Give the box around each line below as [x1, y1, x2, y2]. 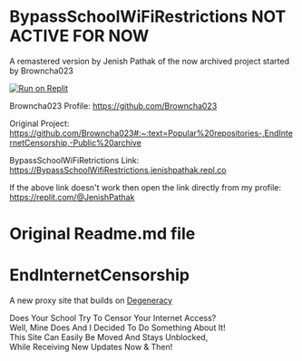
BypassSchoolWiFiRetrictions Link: [9, 154, 140, 165]
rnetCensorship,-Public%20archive [9, 137, 142, 148]
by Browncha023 [9, 65, 74, 76]
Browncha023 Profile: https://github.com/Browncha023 [9, 100, 218, 111]
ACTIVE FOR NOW [9, 25, 150, 46]
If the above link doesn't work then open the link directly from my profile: [9, 181, 282, 192]
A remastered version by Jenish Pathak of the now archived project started [9, 55, 290, 66]
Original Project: [9, 118, 70, 129]
